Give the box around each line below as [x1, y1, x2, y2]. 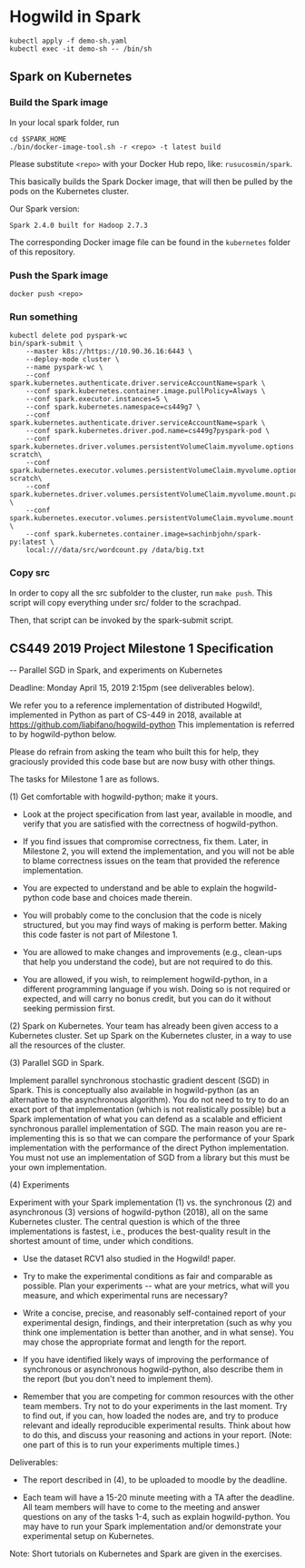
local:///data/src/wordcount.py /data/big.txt [25, 546, 205, 555]
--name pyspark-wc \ [25, 363, 103, 372]
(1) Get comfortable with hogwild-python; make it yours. [9, 792, 219, 803]
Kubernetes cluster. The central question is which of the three [9, 1217, 241, 1228]
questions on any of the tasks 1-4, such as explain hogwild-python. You [22, 1512, 290, 1523]
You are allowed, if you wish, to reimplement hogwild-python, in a [22, 974, 268, 985]
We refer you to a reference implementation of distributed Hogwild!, [9, 700, 263, 711]
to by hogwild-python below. [9, 729, 116, 740]
